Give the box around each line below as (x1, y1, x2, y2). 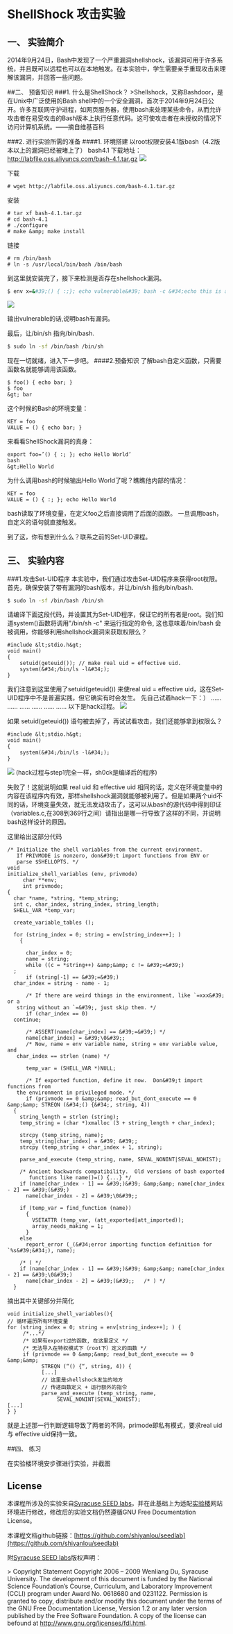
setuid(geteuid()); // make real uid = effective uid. (19, 660, 182, 667)
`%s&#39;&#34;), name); (7, 1247, 76, 1254)
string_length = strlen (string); (19, 1113, 119, 1121)
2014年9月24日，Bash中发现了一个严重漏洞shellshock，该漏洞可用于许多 (7, 56, 217, 64)
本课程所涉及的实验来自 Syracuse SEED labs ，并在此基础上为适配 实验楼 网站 (7, 1499, 223, 1508)
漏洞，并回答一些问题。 (19, 74, 87, 81)
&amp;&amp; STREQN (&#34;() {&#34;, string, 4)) (7, 1102, 150, 1109)
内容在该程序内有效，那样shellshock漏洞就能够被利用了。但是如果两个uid (7, 792, 217, 800)
